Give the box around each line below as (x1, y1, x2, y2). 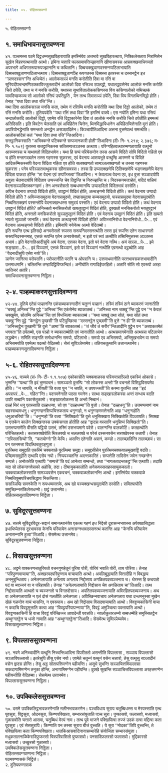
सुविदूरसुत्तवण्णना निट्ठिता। (5, 537, 46, 543)
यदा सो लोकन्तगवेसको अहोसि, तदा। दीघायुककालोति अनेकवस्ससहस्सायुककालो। (5, 464, 133, 470)
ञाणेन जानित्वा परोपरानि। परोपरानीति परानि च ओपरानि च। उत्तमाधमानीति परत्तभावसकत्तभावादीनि (5, 256, 157, 262)
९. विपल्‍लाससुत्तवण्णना (5, 636, 57, 645)
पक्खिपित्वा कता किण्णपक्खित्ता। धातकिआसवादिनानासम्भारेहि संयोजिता (5, 728, 114, 734)
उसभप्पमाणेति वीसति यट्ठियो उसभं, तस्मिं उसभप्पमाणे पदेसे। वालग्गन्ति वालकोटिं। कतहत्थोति (5, 424, 148, 430)
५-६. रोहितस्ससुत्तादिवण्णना (5, 360, 70, 369)
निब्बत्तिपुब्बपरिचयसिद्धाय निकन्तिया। (5, 475, 61, 481)
